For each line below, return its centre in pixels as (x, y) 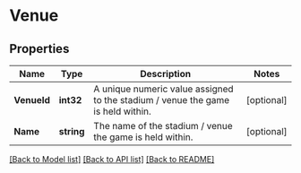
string (72, 131)
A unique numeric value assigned (164, 89)
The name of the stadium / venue (163, 126)
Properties (39, 49)
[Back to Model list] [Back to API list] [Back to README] (112, 159)
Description (165, 74)
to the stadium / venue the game (162, 100)
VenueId (32, 100)
